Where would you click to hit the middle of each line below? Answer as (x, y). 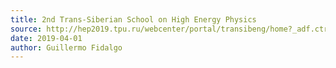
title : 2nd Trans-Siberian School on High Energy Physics (133, 19)
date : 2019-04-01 (46, 38)
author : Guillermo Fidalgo (66, 47)
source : (26, 29)
